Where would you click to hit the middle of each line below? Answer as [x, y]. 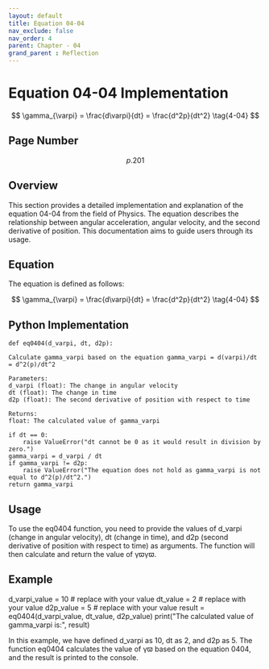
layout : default [35, 16]
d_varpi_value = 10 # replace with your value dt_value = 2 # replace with [127, 599]
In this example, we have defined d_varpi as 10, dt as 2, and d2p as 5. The [130, 640]
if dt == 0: [28, 435]
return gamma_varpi [41, 484]
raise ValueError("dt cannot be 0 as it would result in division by [142, 443]
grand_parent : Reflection [54, 53]
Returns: [23, 414]
